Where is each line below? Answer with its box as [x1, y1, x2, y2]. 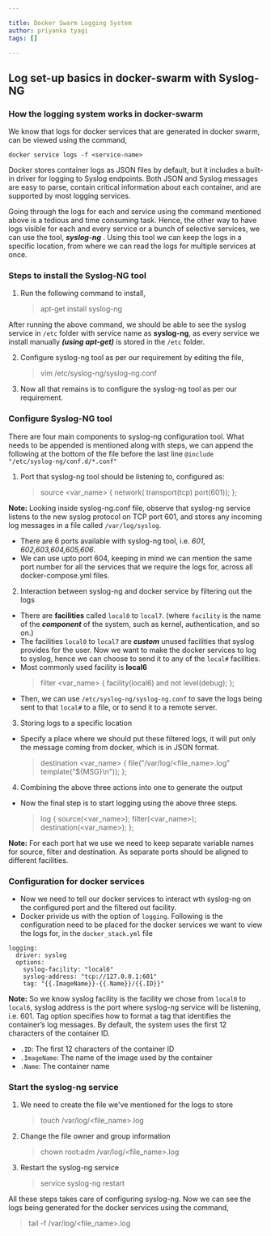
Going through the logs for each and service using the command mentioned [8, 207, 261, 217]
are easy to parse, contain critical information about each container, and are [8, 182, 261, 192]
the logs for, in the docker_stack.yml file [19, 928, 154, 938]
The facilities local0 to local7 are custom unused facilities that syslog [19, 636, 255, 646]
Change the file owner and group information [19, 1131, 171, 1141]
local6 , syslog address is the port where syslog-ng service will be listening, [8, 1002, 261, 1012]
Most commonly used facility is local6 [19, 662, 148, 672]
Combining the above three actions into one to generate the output [19, 782, 243, 792]
